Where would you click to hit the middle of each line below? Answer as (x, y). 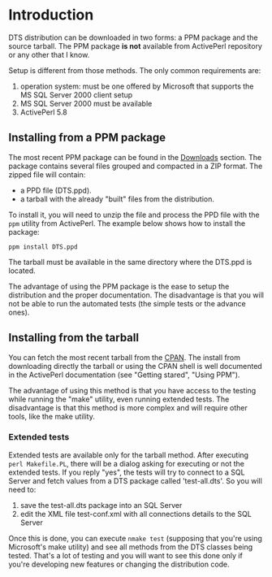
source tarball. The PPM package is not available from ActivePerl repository (135, 46)
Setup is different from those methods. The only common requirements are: (135, 70)
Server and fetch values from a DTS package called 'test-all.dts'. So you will (135, 480)
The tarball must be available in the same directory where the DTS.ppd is (130, 262)
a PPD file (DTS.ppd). (56, 190)
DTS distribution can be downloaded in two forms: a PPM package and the (133, 37)
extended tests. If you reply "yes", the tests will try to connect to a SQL (127, 472)
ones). (19, 312)
